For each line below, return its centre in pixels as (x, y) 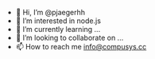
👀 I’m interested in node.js (58, 21)
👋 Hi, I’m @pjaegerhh (50, 12)
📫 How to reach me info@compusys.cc (81, 47)
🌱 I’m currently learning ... (58, 29)
